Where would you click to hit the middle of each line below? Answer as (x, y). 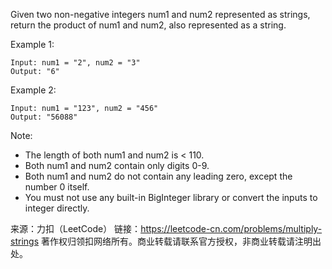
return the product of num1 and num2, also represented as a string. (148, 25)
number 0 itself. (57, 187)
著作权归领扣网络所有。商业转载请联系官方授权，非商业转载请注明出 (181, 241)
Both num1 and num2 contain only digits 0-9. (117, 165)
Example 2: (33, 90)
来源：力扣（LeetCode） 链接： (76, 228)
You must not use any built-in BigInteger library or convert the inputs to (171, 197)
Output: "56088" (44, 117)
